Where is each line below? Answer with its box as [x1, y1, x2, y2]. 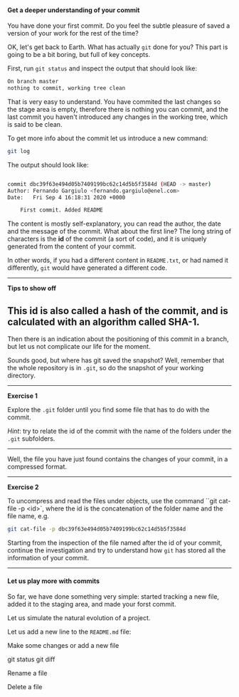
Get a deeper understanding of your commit [7, 6, 140, 14]
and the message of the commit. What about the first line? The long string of [7, 227, 231, 236]
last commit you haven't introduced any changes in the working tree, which [7, 112, 228, 121]
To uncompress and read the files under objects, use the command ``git [7, 497, 218, 505]
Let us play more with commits [7, 577, 100, 585]
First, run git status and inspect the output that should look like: [7, 64, 198, 73]
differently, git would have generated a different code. [7, 263, 168, 272]
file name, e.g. [7, 512, 50, 520]
